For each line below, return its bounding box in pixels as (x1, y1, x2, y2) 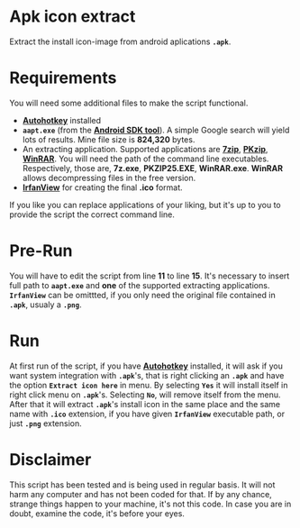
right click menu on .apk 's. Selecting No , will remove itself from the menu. (9, 389, 281, 400)
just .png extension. (9, 417, 83, 429)
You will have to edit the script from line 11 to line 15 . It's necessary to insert (9, 270, 290, 281)
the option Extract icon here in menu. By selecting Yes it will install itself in (9, 379, 288, 390)
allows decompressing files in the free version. (22, 172, 196, 183)
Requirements (9, 68, 117, 88)
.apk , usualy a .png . (9, 299, 83, 310)
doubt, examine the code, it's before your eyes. (9, 507, 185, 519)
